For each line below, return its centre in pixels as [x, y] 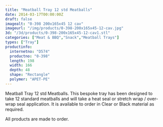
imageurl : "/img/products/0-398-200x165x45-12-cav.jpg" [64, 28]
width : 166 [21, 65]
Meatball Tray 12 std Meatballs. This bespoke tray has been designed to [79, 93]
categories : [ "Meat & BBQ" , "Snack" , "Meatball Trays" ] [62, 38]
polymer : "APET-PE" [30, 79]
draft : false [19, 19]
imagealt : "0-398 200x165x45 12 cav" [44, 24]
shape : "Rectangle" [30, 75]
